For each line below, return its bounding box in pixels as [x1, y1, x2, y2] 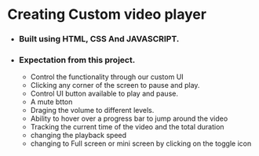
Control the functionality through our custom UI [30, 72, 184, 82]
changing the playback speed [30, 131, 127, 140]
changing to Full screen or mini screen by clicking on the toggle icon [30, 139, 252, 148]
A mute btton [30, 97, 73, 107]
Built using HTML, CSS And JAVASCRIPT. [18, 34, 180, 45]
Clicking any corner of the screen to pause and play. [30, 81, 200, 90]
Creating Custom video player [7, 5, 207, 24]
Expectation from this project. [18, 55, 136, 66]
